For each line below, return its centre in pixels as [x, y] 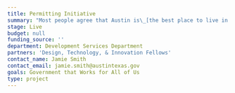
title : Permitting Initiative [52, 14]
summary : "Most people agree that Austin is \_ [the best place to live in [118, 20]
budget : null [26, 33]
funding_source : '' [36, 40]
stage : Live [25, 27]
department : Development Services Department [75, 46]
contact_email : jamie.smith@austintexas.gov [74, 66]
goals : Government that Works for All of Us [74, 72]
